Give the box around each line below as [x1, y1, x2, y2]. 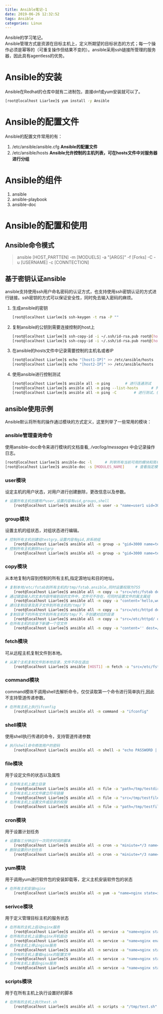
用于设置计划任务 [5, 829, 39, 835]
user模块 [5, 477, 26, 483]
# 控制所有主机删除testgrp [5, 546, 54, 551]
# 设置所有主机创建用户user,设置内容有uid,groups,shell [5, 498, 110, 503]
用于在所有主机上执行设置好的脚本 [5, 990, 73, 996]
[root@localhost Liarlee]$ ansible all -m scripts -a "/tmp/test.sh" [14, 1004, 158, 1009]
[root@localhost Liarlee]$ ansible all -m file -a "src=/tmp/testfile [14, 795, 160, 800]
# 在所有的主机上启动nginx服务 [5, 925, 60, 930]
